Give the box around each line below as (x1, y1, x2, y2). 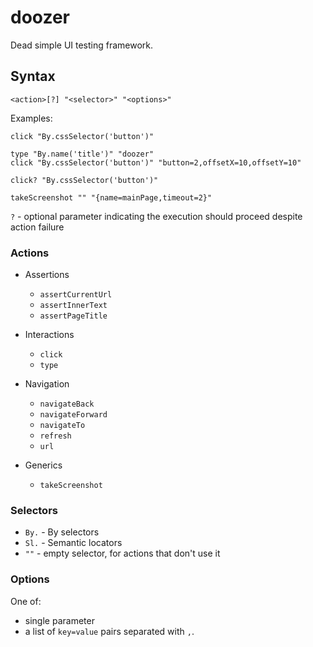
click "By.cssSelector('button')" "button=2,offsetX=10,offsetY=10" (10, 157, 302, 168)
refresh (39, 431, 72, 441)
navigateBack (39, 399, 95, 410)
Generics (24, 459, 63, 471)
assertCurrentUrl (39, 290, 113, 300)
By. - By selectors (24, 526, 100, 538)
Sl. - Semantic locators (24, 537, 123, 549)
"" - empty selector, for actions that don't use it (24, 547, 221, 560)
